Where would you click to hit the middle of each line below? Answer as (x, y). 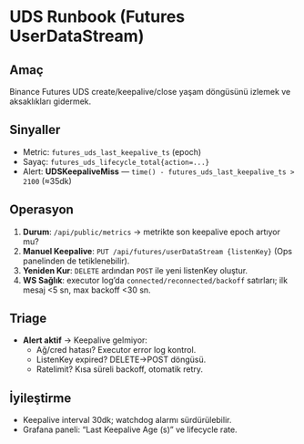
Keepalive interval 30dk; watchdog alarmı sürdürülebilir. (127, 420)
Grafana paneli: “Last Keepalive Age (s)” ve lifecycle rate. (130, 429)
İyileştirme (41, 398)
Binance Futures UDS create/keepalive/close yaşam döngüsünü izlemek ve (150, 92)
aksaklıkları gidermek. (51, 101)
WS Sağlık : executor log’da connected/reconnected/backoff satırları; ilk (155, 280)
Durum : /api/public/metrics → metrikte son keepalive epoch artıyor (151, 232)
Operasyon (42, 210)
